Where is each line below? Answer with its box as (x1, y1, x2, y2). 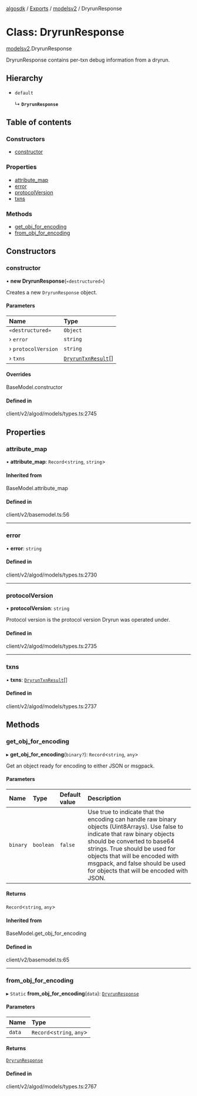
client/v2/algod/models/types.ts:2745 (6, 410, 97, 417)
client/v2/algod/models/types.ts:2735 (6, 643, 97, 650)
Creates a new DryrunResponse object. (6, 289, 98, 296)
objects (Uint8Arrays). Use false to (87, 822, 184, 830)
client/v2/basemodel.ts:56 (6, 511, 70, 518)
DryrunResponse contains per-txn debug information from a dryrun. (6, 56, 170, 63)
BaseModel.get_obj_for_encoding (6, 930, 87, 937)
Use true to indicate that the (87, 807, 165, 816)
